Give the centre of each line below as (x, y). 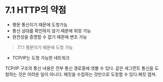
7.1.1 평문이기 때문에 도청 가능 (45, 47)
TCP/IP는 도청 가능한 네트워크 (41, 57)
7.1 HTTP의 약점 (36, 10)
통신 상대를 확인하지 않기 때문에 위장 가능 (52, 30)
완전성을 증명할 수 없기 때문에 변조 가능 (50, 37)
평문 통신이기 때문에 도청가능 (40, 25)
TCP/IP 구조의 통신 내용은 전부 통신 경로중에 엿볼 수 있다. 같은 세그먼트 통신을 (79, 68)
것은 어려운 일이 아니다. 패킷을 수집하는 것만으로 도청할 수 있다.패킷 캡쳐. (87, 74)
